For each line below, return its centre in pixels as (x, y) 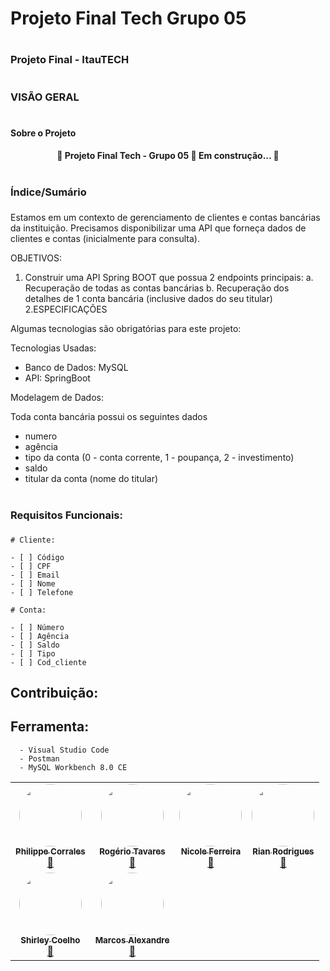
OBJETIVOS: (36, 258)
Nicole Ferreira (211, 851)
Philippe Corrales (50, 851)
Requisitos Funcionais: (66, 515)
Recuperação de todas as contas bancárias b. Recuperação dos (157, 288)
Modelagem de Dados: (57, 398)
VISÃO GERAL (45, 97)
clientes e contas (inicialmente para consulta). (105, 239)
